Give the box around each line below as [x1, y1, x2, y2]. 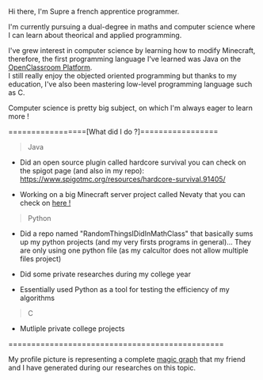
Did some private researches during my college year [19, 269, 192, 279]
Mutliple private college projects [19, 324, 125, 333]
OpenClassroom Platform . [8, 63, 93, 72]
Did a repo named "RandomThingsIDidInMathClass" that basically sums [19, 229, 253, 238]
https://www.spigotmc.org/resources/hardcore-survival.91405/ [19, 174, 226, 184]
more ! [8, 112, 29, 121]
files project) [19, 254, 62, 264]
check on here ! [19, 198, 71, 207]
